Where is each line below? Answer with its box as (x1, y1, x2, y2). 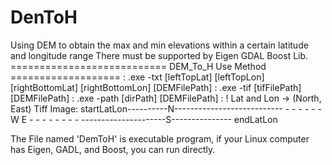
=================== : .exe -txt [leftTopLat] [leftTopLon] (10, 71, 265, 83)
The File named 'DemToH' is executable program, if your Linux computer (10, 132, 310, 145)
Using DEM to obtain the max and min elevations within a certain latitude (10, 39, 309, 51)
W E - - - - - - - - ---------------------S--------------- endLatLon (10, 113, 278, 125)
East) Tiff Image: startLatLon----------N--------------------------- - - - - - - (10, 102, 323, 115)
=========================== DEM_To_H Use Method (10, 60, 267, 72)
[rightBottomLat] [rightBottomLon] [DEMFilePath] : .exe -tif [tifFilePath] (10, 81, 302, 93)
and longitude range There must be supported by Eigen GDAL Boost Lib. (10, 49, 309, 61)
